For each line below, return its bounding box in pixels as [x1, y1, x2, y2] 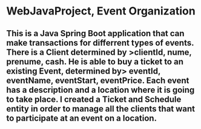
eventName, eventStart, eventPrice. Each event [6, 75, 189, 86]
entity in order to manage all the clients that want [6, 104, 196, 114]
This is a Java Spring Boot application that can [6, 28, 185, 39]
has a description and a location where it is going [6, 84, 195, 95]
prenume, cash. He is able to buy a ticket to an [6, 56, 183, 67]
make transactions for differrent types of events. [6, 37, 194, 48]
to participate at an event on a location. [6, 113, 157, 123]
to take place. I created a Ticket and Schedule [6, 94, 182, 104]
